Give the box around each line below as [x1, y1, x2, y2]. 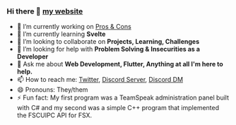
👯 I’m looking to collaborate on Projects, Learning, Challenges [16, 37, 199, 46]
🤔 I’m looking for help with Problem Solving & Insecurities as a [16, 45, 201, 54]
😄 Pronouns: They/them [16, 85, 88, 94]
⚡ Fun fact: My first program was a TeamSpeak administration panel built [16, 93, 230, 102]
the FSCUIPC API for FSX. [16, 111, 93, 119]
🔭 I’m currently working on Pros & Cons [16, 23, 131, 31]
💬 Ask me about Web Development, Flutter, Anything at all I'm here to [16, 60, 223, 69]
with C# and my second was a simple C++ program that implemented [16, 104, 220, 112]
